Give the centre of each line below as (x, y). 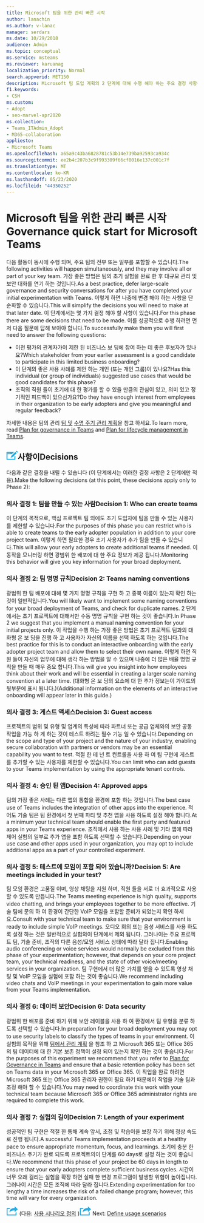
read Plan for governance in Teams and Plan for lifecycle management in (97, 430)
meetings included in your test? (54, 875)
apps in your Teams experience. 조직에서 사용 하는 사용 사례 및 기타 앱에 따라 (100, 829)
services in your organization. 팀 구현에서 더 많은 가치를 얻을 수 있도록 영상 (97, 969)
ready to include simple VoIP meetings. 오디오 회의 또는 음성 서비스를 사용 (96, 927)
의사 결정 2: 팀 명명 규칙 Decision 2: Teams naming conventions (98, 578)
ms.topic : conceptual (34, 52)
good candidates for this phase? (55, 382)
